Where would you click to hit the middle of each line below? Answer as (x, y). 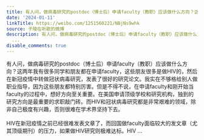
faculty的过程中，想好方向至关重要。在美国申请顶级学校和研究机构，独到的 (100, 94)
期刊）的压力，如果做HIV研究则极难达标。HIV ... (82, 130)
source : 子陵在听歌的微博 (36, 29)
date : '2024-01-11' (31, 18)
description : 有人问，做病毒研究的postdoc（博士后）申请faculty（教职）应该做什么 (102, 35)
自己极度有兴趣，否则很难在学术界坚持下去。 (67, 109)
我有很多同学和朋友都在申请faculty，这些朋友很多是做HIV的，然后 (115, 71)
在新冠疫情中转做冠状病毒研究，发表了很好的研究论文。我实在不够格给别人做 (102, 79)
